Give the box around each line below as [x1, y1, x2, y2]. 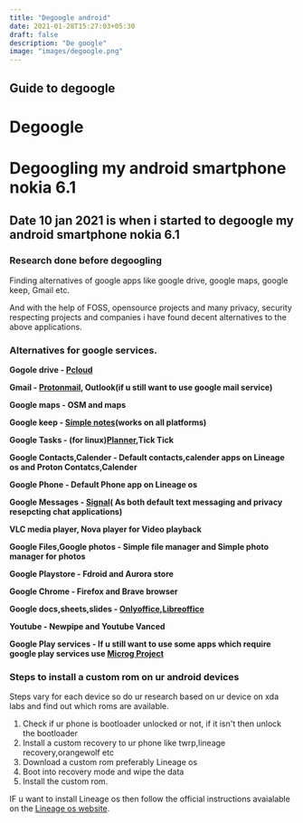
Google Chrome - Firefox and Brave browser [9, 585, 178, 597]
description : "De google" [9, 38, 107, 48]
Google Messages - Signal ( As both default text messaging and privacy [9, 497, 283, 507]
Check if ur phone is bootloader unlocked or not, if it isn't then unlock [22, 718, 282, 729]
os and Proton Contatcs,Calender [9, 461, 137, 472]
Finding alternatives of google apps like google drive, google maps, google [9, 275, 289, 286]
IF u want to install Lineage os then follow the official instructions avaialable [9, 793, 291, 805]
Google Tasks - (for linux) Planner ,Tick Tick [9, 434, 175, 445]
